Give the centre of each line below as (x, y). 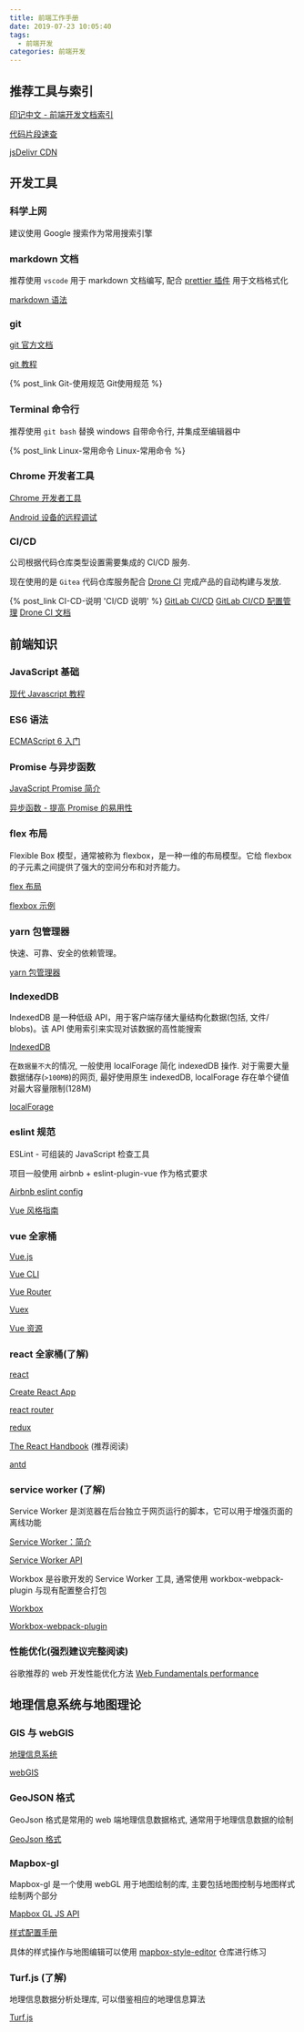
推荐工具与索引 (51, 91)
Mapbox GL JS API (45, 1914)
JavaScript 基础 (45, 672)
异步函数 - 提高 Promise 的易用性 (71, 808)
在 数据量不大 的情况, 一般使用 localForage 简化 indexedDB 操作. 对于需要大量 (149, 1066)
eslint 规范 (33, 1133)
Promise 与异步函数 (52, 767)
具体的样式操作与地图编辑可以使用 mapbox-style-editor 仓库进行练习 (138, 1952)
